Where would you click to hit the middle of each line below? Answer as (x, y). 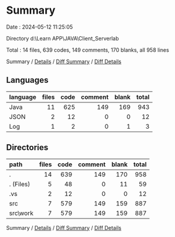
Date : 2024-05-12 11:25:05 (40, 27)
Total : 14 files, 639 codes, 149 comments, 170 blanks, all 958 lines (88, 50)
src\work (21, 213)
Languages (27, 80)
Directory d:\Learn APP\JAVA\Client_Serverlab (62, 38)
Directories (27, 147)
